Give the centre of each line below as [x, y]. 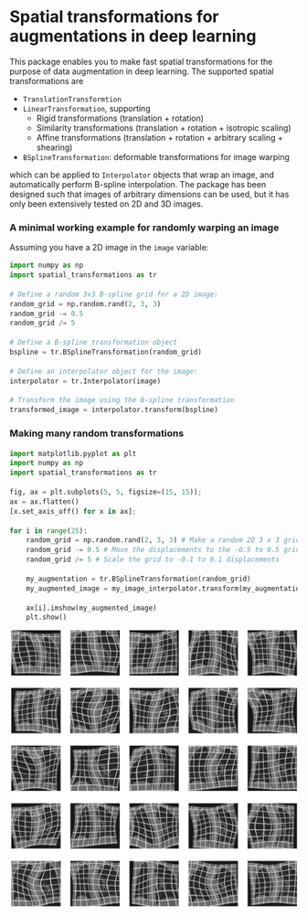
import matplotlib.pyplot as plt [73, 453]
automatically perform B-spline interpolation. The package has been [138, 184]
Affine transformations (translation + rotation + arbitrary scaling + [159, 137]
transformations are [47, 80]
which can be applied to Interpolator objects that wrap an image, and [142, 175]
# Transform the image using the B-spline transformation [122, 400]
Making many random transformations [97, 433]
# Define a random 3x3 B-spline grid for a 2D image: [114, 294]
